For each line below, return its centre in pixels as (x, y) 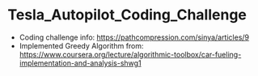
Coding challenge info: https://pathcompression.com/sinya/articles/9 (134, 37)
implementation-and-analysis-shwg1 (80, 63)
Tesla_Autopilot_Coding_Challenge (127, 15)
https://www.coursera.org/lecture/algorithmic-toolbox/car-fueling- (130, 54)
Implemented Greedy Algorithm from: (81, 45)
